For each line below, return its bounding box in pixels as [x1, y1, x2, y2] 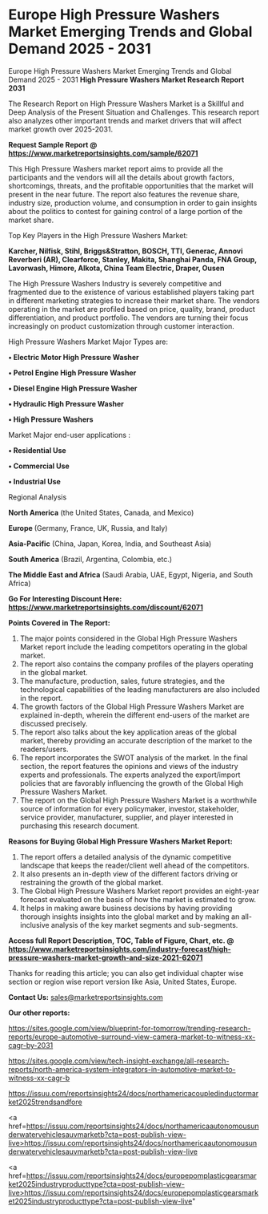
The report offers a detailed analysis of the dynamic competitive [19, 852, 232, 861]
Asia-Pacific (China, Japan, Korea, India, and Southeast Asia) [8, 539, 212, 548]
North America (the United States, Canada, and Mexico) [8, 508, 194, 517]
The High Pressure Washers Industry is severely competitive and [8, 278, 222, 288]
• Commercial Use [8, 461, 70, 471]
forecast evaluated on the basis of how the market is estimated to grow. [19, 894, 256, 904]
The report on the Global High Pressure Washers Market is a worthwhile [19, 795, 258, 805]
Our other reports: [8, 1008, 70, 1018]
